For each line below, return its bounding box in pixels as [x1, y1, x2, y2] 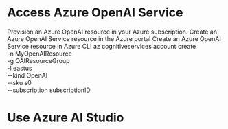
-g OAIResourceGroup [7, 56, 70, 64]
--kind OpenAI [7, 71, 48, 80]
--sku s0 [7, 78, 32, 86]
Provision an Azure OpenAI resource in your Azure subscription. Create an [7, 27, 218, 36]
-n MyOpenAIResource [7, 49, 72, 58]
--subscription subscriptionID [7, 86, 91, 94]
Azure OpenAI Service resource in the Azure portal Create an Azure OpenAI [7, 34, 221, 43]
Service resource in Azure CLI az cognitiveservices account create [7, 42, 196, 50]
